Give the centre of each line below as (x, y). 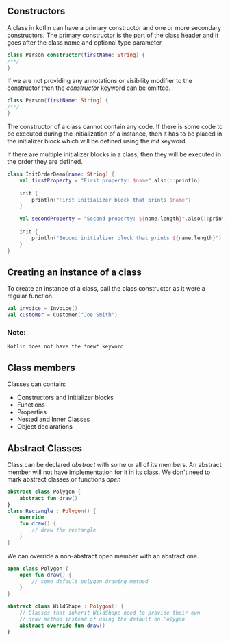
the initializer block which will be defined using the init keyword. (97, 141)
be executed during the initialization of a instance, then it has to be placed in (115, 134)
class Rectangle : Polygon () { (52, 511)
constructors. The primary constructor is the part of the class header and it (113, 35)
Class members (41, 367)
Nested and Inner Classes (53, 419)
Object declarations (45, 427)
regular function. (30, 296)
